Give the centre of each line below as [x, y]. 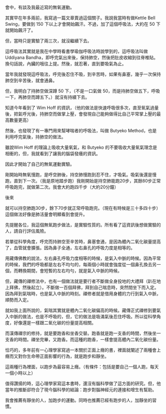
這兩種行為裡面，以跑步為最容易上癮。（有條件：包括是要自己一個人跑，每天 [82, 367]
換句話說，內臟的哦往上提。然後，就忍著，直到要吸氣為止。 [66, 64]
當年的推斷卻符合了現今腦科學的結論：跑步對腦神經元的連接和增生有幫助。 [81, 390]
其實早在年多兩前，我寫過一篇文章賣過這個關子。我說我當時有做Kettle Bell [80, 18]
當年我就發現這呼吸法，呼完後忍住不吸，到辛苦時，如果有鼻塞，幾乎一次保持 [83, 74]
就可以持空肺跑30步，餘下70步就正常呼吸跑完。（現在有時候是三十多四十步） [83, 208]
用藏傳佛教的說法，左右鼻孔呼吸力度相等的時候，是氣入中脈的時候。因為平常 [83, 258]
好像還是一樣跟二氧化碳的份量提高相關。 [55, 323]
